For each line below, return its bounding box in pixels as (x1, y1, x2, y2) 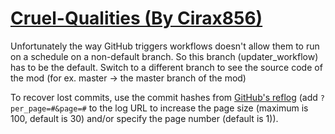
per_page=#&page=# (10, 103, 87, 114)
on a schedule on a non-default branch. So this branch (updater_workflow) (10, 50, 319, 62)
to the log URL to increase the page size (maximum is (88, 102, 309, 114)
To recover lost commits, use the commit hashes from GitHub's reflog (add (10, 91, 318, 103)
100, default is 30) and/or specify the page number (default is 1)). (10, 112, 279, 124)
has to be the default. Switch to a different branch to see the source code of (10, 61, 323, 73)
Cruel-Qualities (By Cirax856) (10, 7, 263, 30)
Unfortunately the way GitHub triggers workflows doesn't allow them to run (10, 40, 320, 52)
